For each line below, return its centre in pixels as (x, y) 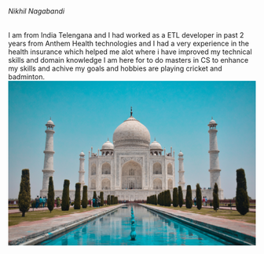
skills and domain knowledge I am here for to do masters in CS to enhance (128, 60)
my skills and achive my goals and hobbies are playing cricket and (115, 69)
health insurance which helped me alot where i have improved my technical (130, 52)
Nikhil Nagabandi (37, 11)
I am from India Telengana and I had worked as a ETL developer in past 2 (126, 35)
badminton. (27, 77)
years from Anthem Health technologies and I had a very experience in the (129, 44)
